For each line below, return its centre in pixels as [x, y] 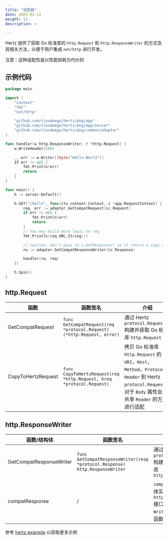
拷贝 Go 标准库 [141, 346]
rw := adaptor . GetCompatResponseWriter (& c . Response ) [79, 250]
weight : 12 [16, 19]
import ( [14, 98]
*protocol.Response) [101, 464]
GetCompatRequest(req [89, 324]
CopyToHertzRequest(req [91, 374]
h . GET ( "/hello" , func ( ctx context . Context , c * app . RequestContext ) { [88, 203]
